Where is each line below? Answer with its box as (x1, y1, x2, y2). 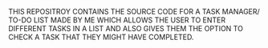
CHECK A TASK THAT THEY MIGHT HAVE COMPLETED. (8, 32, 194, 42)
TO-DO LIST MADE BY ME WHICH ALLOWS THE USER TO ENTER (8, 15, 226, 25)
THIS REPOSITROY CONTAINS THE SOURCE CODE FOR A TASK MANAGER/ (8, 7, 261, 16)
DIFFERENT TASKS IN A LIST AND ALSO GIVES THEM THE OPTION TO (8, 24, 243, 33)
